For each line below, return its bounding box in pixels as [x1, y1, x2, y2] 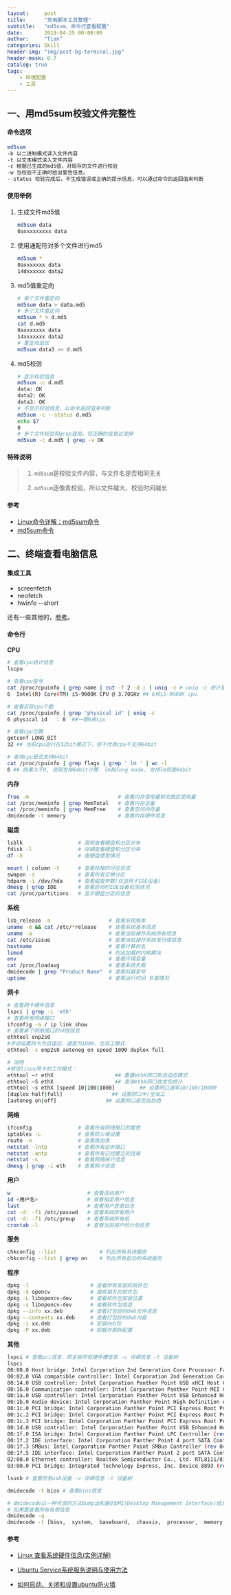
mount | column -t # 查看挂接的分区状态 [7, 864, 131, 872]
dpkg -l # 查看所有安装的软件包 [7, 1282, 148, 1289]
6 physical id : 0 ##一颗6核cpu [7, 716, 106, 723]
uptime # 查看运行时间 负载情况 [7, 975, 170, 982]
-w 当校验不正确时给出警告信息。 [7, 169, 88, 176]
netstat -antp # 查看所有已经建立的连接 [7, 1149, 141, 1157]
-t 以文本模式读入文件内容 [7, 156, 74, 164]
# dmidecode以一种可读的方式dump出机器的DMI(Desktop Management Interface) [7, 1499, 217, 1506]
